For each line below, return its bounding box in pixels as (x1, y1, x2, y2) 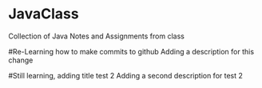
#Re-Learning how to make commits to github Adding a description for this (8, 46, 254, 56)
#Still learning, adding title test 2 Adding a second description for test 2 (8, 70, 244, 80)
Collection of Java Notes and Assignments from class (8, 31, 185, 41)
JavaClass (8, 5, 79, 23)
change (8, 55, 34, 65)
